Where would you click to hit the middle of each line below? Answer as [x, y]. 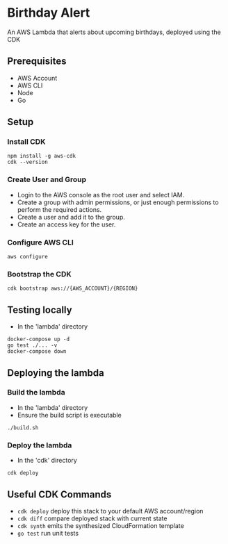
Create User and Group [47, 180]
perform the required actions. [59, 209]
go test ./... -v [32, 345]
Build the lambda [36, 393]
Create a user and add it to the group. [71, 217]
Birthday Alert [49, 13]
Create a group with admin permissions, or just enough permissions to [118, 202]
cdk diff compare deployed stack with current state [92, 518]
